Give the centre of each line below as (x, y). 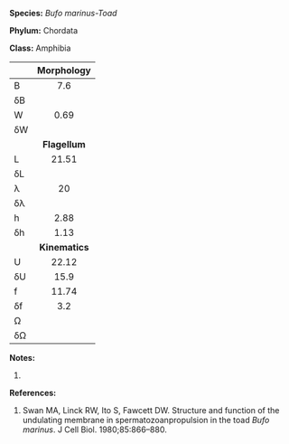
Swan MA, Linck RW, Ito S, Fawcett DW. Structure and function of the (151, 410)
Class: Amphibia (40, 48)
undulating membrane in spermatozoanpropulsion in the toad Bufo (146, 420)
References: (33, 393)
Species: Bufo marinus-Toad (63, 13)
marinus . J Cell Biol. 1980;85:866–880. (94, 430)
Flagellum (64, 144)
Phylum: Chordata (44, 30)
